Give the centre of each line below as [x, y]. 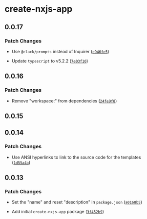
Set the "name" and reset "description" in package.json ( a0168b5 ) [77, 202]
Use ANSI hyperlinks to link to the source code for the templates [76, 157]
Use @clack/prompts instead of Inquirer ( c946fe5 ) [60, 51]
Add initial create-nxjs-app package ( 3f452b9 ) [58, 212]
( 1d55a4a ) [21, 162]
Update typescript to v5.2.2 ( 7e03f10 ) [50, 61]
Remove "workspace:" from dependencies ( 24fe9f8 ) [64, 100]
